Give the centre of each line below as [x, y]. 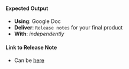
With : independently [39, 34]
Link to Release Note [31, 47]
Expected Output [27, 8]
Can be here [29, 60]
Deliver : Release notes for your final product [68, 28]
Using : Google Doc [38, 21]
